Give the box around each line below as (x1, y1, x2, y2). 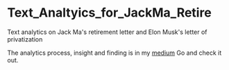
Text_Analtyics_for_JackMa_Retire (7, 5, 212, 21)
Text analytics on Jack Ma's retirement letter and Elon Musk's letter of (7, 28, 207, 36)
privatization (7, 35, 43, 43)
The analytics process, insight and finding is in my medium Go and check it (7, 49, 222, 57)
